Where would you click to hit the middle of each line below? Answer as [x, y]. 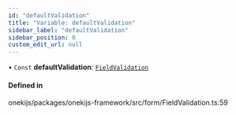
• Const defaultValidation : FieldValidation [78, 67]
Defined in [26, 85]
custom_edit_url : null [45, 45]
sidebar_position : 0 [42, 37]
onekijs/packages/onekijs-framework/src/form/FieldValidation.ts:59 [118, 102]
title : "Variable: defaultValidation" [72, 23]
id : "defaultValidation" [49, 15]
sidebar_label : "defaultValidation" [68, 30]
